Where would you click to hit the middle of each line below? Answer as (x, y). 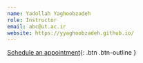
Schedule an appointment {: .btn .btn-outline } (72, 53)
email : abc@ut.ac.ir (37, 26)
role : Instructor (32, 20)
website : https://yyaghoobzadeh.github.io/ (71, 33)
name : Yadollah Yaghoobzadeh (49, 13)
